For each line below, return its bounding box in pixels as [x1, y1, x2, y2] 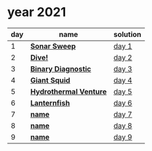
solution [113, 29, 141, 39]
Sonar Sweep [30, 41, 76, 51]
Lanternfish [30, 98, 70, 108]
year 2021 [7, 4, 67, 20]
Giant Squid [30, 75, 71, 85]
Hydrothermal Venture [30, 87, 107, 96]
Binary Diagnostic [30, 64, 92, 73]
